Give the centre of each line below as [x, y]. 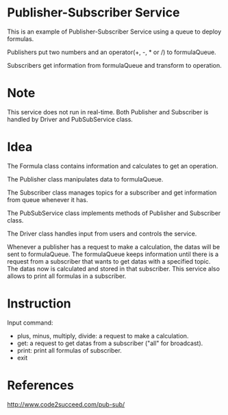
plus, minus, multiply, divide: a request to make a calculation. [103, 336]
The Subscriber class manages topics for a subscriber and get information [112, 192]
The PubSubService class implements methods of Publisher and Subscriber [114, 213]
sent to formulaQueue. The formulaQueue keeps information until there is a [113, 254]
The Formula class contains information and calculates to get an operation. [113, 166]
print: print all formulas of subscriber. [69, 350]
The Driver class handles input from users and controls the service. [102, 234]
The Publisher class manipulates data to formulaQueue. [85, 179]
